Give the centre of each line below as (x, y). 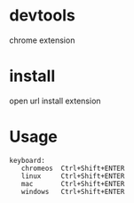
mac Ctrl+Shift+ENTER (73, 183)
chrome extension (42, 40)
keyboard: (28, 160)
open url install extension (55, 101)
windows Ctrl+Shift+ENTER (73, 191)
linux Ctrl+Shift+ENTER (73, 176)
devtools (42, 16)
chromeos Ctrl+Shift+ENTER (73, 168)
